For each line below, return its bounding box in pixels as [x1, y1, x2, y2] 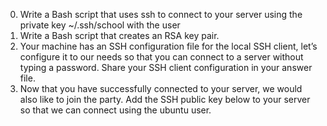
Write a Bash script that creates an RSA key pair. [19, 30, 220, 41]
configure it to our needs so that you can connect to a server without [19, 51, 304, 63]
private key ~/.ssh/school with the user [19, 19, 181, 31]
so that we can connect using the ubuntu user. [19, 104, 212, 116]
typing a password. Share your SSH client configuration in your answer [19, 62, 313, 73]
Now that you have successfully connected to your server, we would [19, 83, 303, 94]
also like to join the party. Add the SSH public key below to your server [19, 94, 311, 105]
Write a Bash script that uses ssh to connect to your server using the [19, 9, 303, 20]
